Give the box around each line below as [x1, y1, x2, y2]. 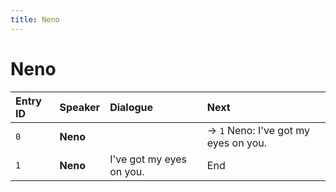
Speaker [59, 100, 101, 114]
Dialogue [109, 100, 154, 114]
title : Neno [10, 14, 60, 25]
